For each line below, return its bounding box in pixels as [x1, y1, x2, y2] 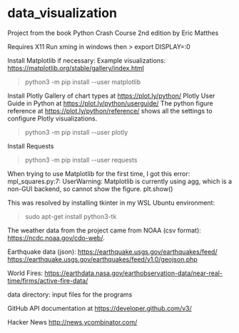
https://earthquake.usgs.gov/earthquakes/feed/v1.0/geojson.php [7, 255, 198, 263]
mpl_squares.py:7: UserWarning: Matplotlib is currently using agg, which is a [7, 177, 233, 185]
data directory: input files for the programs [7, 290, 133, 299]
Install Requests [7, 141, 54, 150]
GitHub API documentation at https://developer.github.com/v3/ [7, 304, 192, 312]
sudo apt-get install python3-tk [24, 212, 117, 220]
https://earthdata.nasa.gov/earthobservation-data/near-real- [44, 269, 223, 277]
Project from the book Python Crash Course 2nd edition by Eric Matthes [7, 29, 219, 37]
